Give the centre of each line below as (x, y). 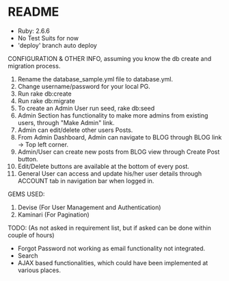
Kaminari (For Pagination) (53, 214)
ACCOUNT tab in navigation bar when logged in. (86, 180)
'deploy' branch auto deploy (57, 45)
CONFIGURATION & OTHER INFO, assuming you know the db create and (110, 58)
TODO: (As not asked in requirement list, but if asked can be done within (109, 228)
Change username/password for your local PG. (84, 86)
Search (28, 255)
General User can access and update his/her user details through (110, 173)
